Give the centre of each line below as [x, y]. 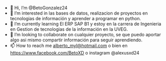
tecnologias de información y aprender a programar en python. [75, 18]
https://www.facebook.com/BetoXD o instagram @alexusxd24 [75, 53]
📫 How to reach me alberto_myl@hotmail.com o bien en [69, 46]
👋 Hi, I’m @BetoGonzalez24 [39, 8]
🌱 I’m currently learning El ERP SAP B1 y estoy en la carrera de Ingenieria [86, 24]
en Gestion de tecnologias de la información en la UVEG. [69, 29]
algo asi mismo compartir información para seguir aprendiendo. [76, 40]
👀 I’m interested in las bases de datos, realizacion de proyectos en [79, 13]
